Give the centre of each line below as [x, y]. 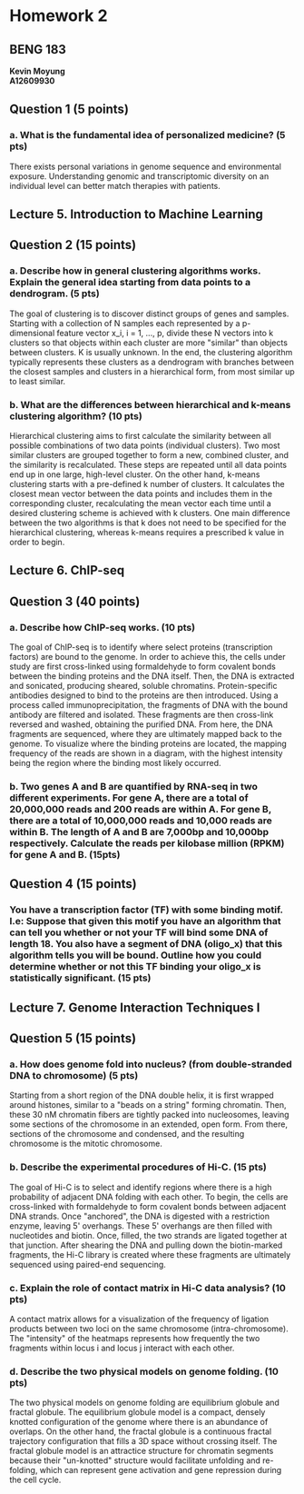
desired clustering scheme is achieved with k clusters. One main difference [150, 513]
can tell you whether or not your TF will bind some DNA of [139, 932]
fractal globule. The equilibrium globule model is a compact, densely [137, 1412]
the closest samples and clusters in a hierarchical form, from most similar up [152, 371]
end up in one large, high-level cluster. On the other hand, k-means [135, 474]
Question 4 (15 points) [74, 884]
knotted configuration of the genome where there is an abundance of [139, 1422]
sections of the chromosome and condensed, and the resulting [127, 1134]
